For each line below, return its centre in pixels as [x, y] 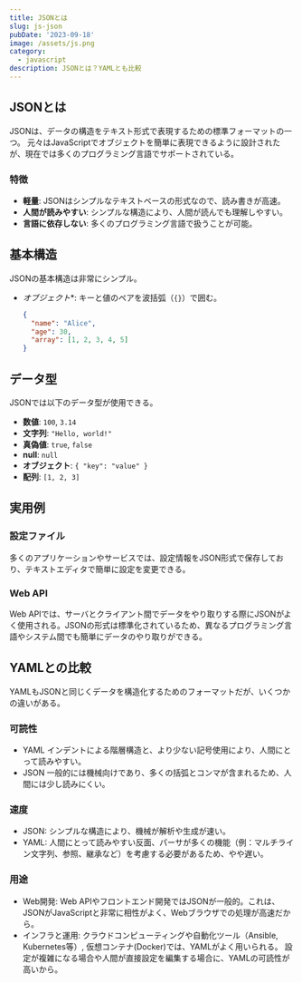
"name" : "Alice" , [64, 323]
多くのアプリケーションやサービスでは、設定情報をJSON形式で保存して [143, 558]
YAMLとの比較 [51, 668]
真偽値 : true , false [57, 444]
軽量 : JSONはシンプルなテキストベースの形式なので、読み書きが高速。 [154, 200]
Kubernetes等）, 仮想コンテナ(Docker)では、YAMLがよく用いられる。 [152, 946]
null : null [40, 454]
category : [28, 52]
